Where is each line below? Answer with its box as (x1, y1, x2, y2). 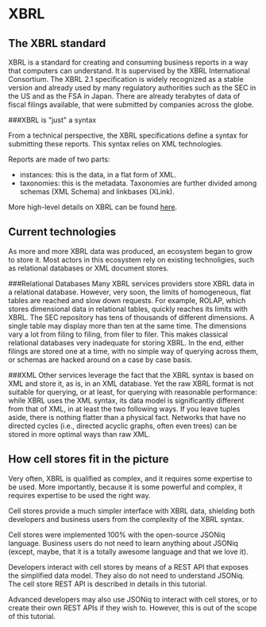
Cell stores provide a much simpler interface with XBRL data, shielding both (8, 506, 256, 516)
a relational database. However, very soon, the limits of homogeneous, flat (8, 287, 252, 297)
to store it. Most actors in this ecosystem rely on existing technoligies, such (8, 255, 255, 264)
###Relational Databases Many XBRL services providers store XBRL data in (8, 278, 256, 288)
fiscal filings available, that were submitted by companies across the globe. (8, 100, 254, 109)
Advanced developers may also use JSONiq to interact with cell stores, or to (8, 594, 258, 604)
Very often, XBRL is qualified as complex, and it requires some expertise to (8, 473, 253, 483)
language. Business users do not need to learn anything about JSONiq (8, 538, 238, 547)
